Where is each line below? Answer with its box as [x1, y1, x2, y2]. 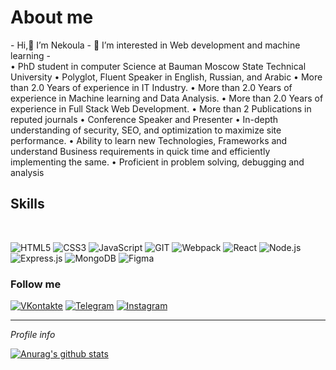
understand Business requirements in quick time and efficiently [10, 145, 271, 157]
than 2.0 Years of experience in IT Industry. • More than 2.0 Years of [10, 81, 293, 93]
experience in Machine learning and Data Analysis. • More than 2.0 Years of [10, 92, 324, 104]
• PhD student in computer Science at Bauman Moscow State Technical [10, 60, 307, 72]
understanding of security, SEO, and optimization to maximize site [10, 124, 282, 136]
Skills [10, 196, 45, 213]
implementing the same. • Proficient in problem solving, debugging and [10, 156, 305, 168]
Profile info [10, 329, 56, 341]
